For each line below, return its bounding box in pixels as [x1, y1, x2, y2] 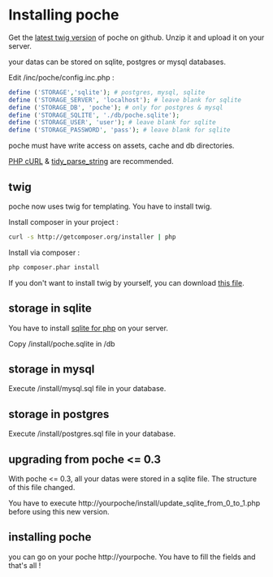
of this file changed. [8, 483, 76, 492]
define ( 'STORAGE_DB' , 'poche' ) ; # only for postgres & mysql [8, 103, 223, 111]
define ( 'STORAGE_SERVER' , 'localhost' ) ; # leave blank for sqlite [8, 96, 242, 104]
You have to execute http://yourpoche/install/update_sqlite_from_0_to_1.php [8, 498, 261, 508]
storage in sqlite [8, 302, 92, 316]
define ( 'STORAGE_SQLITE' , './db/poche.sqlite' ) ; [8, 111, 180, 119]
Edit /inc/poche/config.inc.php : [8, 72, 115, 82]
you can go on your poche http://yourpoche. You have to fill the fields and [8, 552, 256, 562]
